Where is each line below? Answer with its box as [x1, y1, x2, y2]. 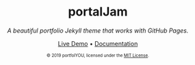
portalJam [68, 4, 128, 20]
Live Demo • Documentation [57, 39, 138, 47]
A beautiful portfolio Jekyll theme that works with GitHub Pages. [7, 26, 189, 35]
